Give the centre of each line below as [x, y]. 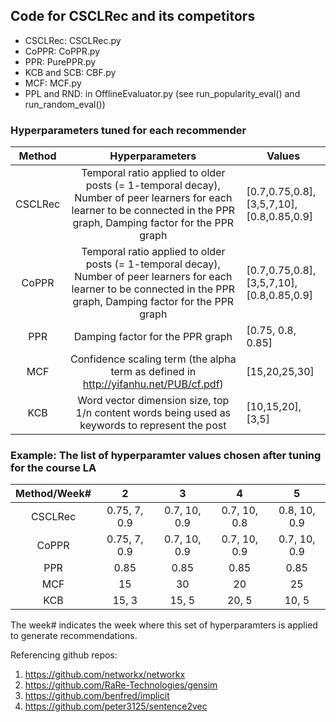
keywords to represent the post [153, 426]
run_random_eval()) [65, 104]
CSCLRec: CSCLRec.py [73, 40]
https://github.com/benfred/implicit [97, 696]
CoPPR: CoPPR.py [62, 51]
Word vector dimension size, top [153, 401]
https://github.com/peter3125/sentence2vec [116, 706]
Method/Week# [53, 494]
